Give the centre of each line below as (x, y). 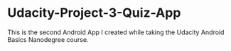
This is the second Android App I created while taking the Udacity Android (116, 32)
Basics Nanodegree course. (48, 39)
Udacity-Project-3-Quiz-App (94, 13)
